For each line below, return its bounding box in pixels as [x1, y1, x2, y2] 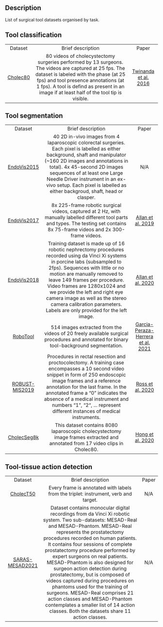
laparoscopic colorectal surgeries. [48, 139, 125, 146]
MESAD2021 [8, 562, 38, 569]
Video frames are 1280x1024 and [47, 283, 126, 290]
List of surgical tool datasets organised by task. [5, 17, 99, 22]
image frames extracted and [54, 434, 119, 441]
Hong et [135, 431, 154, 438]
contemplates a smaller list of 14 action [45, 602, 135, 609]
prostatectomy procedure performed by [45, 547, 136, 554]
